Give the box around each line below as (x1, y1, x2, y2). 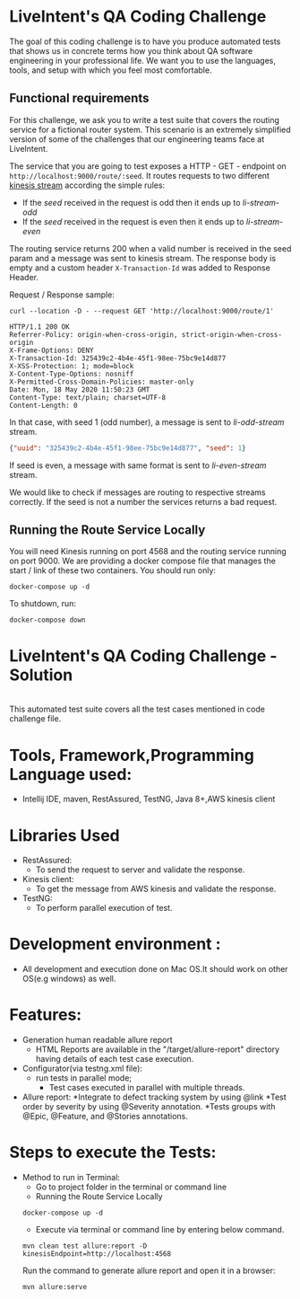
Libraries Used (9, 825, 120, 845)
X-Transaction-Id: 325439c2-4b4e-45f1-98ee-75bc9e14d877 (9, 353, 227, 363)
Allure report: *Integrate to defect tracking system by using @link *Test (21, 1091, 287, 1102)
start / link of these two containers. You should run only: (9, 565, 217, 576)
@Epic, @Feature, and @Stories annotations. (21, 1111, 188, 1122)
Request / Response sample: (9, 289, 115, 300)
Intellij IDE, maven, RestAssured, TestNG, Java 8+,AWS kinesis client (21, 793, 276, 805)
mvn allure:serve (21, 1283, 88, 1292)
